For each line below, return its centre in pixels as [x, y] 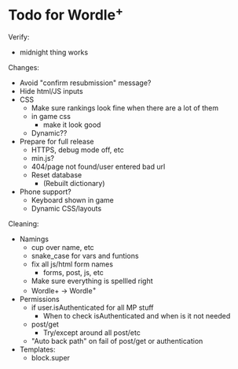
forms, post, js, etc [73, 273]
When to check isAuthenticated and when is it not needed [137, 315]
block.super [51, 357]
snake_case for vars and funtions [85, 256]
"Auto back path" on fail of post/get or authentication [117, 341]
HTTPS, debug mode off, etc [77, 150]
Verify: [19, 37]
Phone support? [46, 192]
